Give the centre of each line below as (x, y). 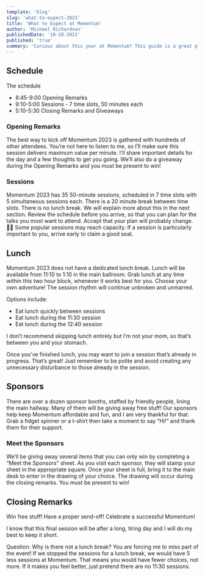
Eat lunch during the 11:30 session (58, 318)
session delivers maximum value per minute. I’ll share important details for (100, 152)
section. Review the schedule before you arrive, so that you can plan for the (102, 214)
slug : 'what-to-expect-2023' (43, 18)
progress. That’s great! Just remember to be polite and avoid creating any (99, 361)
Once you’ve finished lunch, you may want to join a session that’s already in (101, 354)
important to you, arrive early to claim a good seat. (70, 234)
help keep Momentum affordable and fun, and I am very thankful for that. (98, 414)
